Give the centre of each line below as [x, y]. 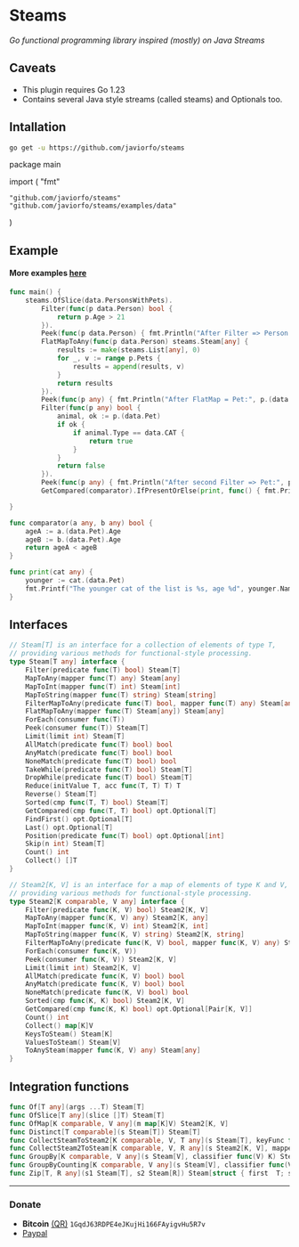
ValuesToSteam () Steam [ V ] [73, 1042]
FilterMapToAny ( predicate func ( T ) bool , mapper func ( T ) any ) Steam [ [155, 703]
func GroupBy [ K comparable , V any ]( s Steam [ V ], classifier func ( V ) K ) [143, 1157]
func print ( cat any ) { [51, 572]
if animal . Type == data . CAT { [129, 433]
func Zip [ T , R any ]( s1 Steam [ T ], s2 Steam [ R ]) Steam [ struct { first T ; [147, 1174]
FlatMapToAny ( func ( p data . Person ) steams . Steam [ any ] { [145, 342]
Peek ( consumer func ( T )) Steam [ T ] [87, 728]
